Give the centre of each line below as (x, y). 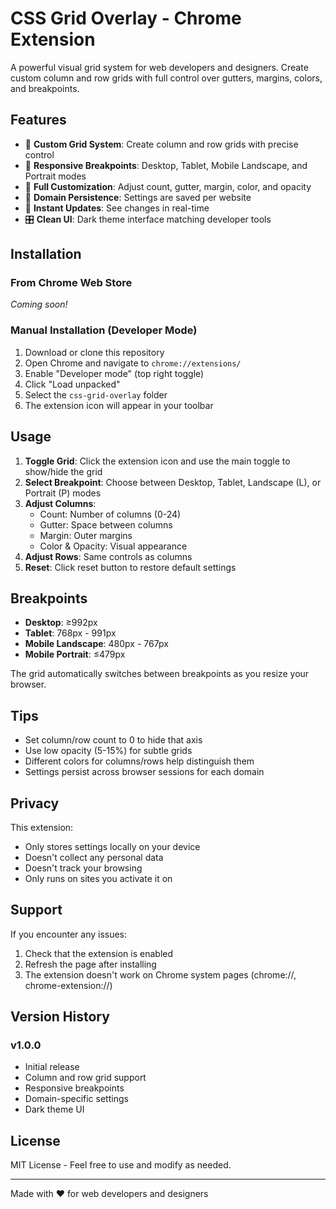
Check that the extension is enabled (99, 953)
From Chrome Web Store (71, 283)
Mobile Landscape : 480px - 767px (96, 644)
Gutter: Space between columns (106, 524)
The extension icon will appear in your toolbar (119, 405)
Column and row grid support (85, 1078)
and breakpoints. (45, 88)
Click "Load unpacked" (72, 384)
